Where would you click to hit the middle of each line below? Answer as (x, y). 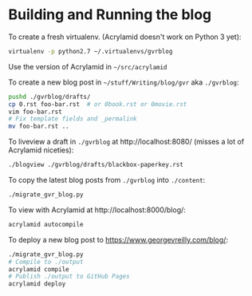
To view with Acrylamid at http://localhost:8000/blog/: (97, 210)
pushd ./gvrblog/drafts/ (49, 97)
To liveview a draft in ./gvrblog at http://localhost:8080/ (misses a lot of (126, 142)
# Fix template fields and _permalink (73, 119)
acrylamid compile (39, 269)
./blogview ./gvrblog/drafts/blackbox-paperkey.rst (96, 165)
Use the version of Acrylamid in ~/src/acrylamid (88, 66)
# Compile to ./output (46, 262)
